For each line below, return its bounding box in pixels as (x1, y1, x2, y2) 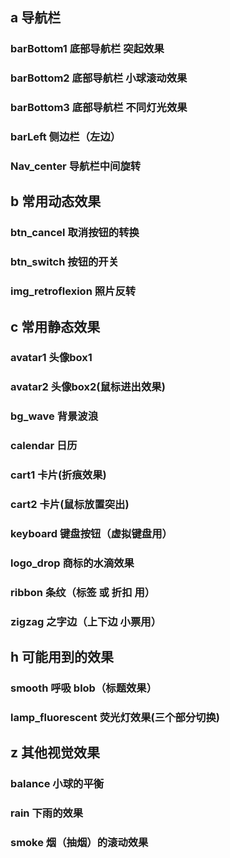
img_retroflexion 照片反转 (10, 284, 137, 298)
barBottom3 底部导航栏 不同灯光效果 (10, 101, 188, 115)
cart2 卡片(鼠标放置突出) (10, 498, 130, 512)
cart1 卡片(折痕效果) (10, 468, 107, 482)
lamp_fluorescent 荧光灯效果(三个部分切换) (10, 711, 220, 724)
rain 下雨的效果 (10, 806, 84, 820)
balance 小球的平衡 (10, 777, 105, 791)
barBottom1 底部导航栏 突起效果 (10, 42, 165, 56)
